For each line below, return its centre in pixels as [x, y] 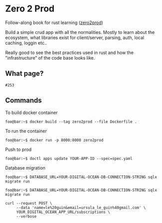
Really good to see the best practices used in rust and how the [69, 52]
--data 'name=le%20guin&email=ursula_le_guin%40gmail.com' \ [81, 207]
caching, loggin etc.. [26, 42]
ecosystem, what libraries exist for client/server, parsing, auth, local [75, 37]
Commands [24, 100]
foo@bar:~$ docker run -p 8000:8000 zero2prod [54, 140]
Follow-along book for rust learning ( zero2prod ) [54, 22]
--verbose [26, 216]
